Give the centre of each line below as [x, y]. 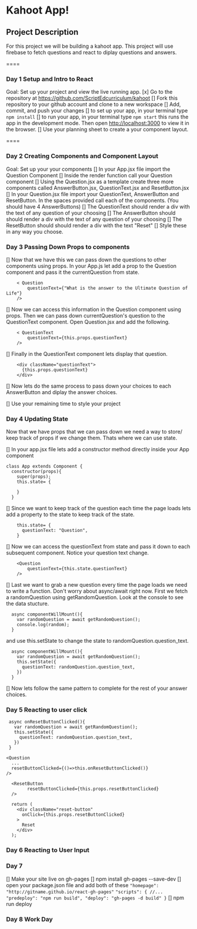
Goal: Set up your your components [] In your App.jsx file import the [88, 169]
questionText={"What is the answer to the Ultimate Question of [108, 288]
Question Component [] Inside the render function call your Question [89, 175]
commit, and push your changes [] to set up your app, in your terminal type [97, 111]
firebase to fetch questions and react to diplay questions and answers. [91, 52]
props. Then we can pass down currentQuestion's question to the [86, 315]
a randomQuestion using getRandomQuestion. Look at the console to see [95, 597]
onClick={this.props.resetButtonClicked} [73, 815]
